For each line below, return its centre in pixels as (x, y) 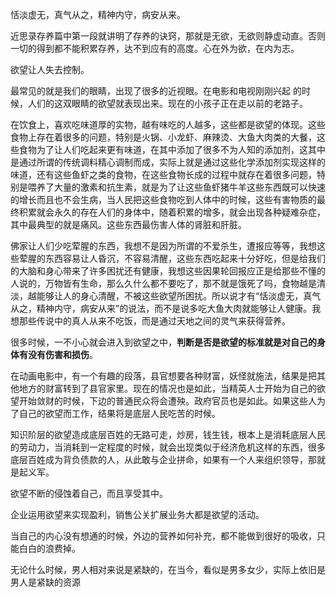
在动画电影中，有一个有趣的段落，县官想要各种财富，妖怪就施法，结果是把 (163, 376)
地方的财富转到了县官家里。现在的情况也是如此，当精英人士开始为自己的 (167, 388)
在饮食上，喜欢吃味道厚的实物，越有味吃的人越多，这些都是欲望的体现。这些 (168, 124)
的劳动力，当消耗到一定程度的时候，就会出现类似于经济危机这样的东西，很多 (168, 447)
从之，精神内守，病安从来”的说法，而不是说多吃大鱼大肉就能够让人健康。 (161, 308)
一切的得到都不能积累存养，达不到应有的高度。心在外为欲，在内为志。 (155, 48)
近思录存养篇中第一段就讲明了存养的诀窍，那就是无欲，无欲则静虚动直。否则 (168, 36)
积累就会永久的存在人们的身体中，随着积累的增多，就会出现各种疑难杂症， (172, 212)
